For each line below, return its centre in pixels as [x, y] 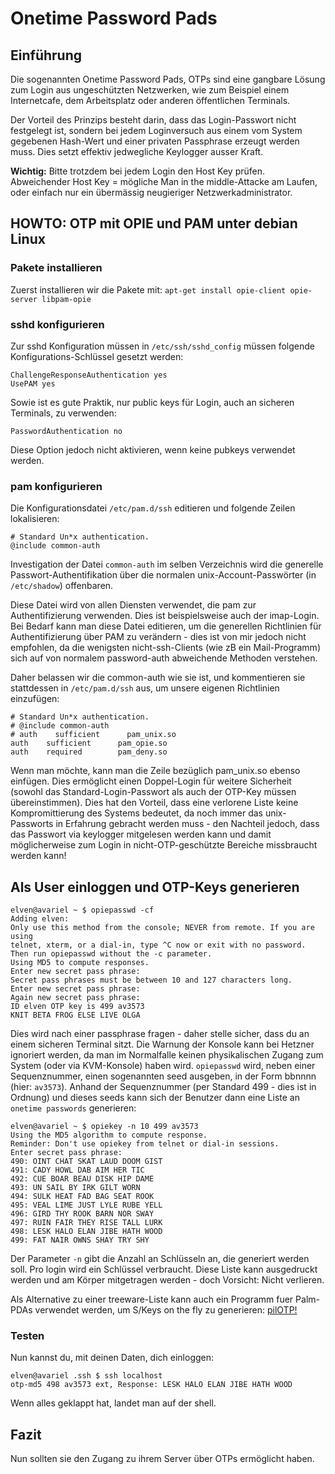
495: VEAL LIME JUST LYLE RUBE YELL [86, 1205]
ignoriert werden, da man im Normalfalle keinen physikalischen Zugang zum [167, 1055]
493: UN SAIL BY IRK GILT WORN [75, 1188]
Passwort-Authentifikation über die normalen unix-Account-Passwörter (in [163, 575]
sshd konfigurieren [57, 324]
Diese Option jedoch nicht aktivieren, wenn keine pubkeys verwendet [153, 449]
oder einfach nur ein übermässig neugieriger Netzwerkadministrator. [151, 192]
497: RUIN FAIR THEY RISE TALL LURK [86, 1223]
